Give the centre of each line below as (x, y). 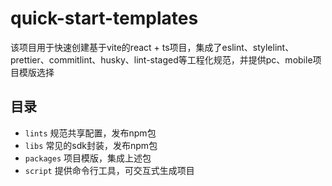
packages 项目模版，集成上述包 (88, 158)
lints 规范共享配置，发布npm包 (90, 133)
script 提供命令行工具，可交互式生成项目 (109, 170)
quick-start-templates (104, 18)
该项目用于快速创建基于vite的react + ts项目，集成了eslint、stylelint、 (152, 47)
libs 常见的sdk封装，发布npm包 (91, 145)
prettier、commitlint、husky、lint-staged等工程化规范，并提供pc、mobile (161, 59)
